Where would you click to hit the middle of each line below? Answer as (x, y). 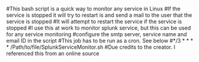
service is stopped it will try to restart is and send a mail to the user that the (99, 15)
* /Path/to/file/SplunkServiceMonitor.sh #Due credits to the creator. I (91, 47)
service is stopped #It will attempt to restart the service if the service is (94, 21)
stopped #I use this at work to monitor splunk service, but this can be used (99, 28)
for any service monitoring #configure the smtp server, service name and (97, 34)
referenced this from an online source (53, 53)
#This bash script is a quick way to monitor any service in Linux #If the (94, 9)
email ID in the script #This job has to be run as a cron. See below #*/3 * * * (100, 41)
